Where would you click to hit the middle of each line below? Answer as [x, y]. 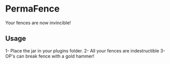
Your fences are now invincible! [38, 23]
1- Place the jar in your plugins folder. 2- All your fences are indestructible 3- [85, 50]
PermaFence [32, 9]
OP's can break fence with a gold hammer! [50, 56]
